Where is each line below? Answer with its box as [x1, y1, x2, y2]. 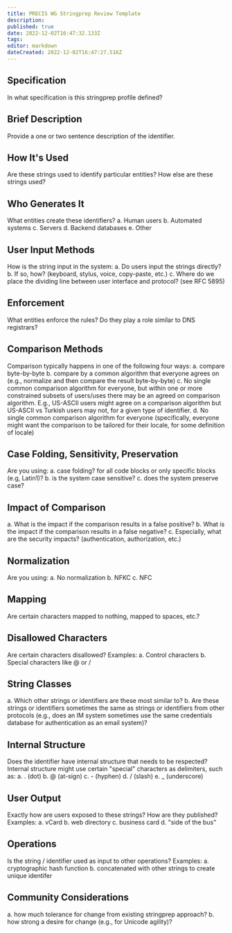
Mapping [7, 594, 47, 606]
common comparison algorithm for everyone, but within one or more [7, 384, 203, 392]
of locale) [7, 428, 35, 437]
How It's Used [7, 152, 69, 163]
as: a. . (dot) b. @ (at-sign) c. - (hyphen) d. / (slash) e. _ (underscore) [7, 772, 204, 781]
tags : [7, 36, 23, 43]
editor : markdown [7, 42, 57, 49]
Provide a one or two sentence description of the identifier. [7, 131, 175, 140]
